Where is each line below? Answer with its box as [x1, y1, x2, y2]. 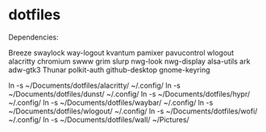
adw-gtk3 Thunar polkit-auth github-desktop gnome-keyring [8, 64, 210, 74]
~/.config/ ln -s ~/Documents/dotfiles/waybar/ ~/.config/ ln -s [8, 97, 214, 107]
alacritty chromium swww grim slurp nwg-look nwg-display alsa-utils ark [8, 56, 251, 66]
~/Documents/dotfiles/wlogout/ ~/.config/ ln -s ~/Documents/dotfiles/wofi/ [8, 106, 258, 116]
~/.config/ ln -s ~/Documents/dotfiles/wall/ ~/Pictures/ [8, 114, 189, 124]
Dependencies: [8, 32, 59, 42]
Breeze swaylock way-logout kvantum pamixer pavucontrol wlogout [8, 47, 235, 57]
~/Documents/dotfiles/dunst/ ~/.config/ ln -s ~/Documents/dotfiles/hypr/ [8, 89, 251, 98]
